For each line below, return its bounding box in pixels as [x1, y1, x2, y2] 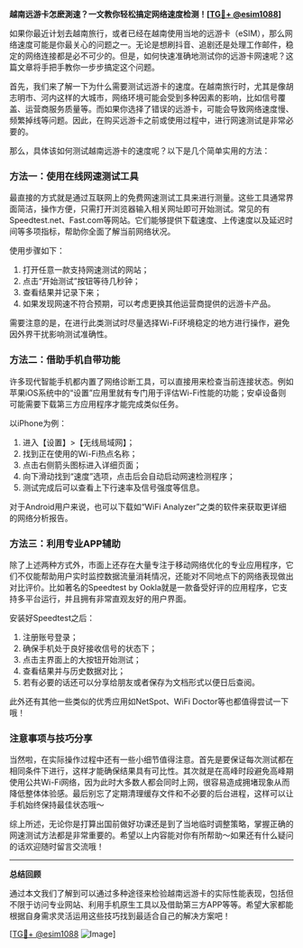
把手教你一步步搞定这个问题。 [48, 62, 160, 72]
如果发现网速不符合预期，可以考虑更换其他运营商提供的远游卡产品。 [22, 298, 276, 310]
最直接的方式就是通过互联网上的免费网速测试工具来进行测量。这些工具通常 [9, 192, 286, 203]
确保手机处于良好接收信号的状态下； [22, 643, 158, 654]
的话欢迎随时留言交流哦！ [9, 841, 105, 852]
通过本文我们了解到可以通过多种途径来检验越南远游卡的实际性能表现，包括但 [9, 888, 294, 899]
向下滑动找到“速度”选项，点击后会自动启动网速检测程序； [22, 470, 236, 481]
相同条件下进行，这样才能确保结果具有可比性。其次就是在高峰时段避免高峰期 [9, 766, 294, 776]
